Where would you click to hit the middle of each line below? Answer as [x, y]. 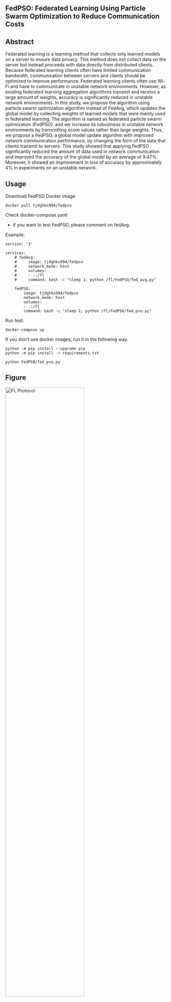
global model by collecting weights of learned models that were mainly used [86, 114]
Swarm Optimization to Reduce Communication [82, 17]
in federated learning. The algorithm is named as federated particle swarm [83, 119]
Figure [16, 378]
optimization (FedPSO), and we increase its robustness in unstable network [84, 124]
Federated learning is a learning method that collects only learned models [83, 54]
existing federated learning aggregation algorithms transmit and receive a [82, 92]
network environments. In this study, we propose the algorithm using [78, 103]
